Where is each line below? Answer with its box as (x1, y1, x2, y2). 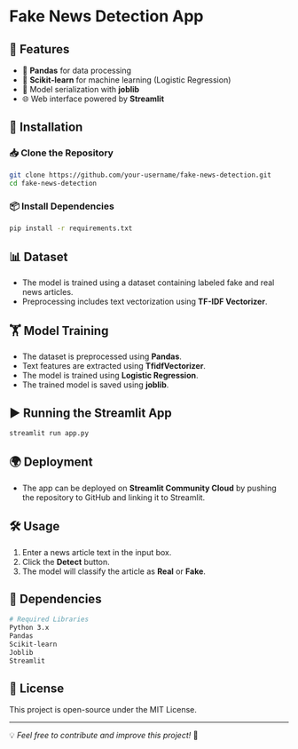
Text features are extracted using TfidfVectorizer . (21, 361, 207, 371)
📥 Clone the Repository (9, 147, 114, 159)
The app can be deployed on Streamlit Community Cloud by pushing (21, 482, 277, 493)
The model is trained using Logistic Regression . (21, 371, 199, 381)
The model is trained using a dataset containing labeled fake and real (21, 277, 275, 288)
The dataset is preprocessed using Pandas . (21, 351, 182, 362)
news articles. (21, 287, 74, 298)
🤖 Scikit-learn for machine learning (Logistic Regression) (21, 75, 231, 85)
